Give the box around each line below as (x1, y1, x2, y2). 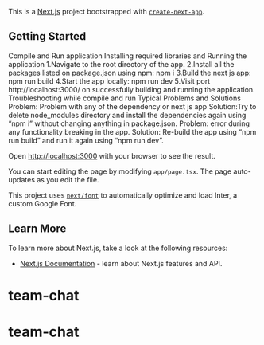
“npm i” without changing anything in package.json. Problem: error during (8, 119, 250, 128)
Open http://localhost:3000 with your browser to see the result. (8, 151, 216, 160)
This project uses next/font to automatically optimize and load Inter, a (8, 190, 238, 200)
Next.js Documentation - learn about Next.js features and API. (19, 258, 223, 268)
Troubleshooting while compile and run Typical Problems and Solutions (8, 93, 241, 103)
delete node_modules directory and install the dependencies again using (8, 110, 247, 120)
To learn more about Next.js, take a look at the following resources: (8, 243, 228, 253)
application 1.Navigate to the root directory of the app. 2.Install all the (8, 59, 235, 69)
